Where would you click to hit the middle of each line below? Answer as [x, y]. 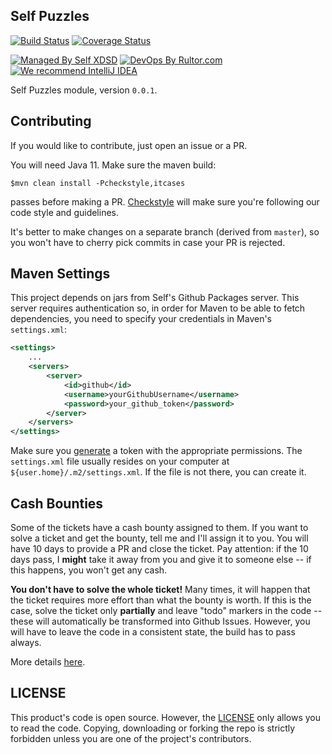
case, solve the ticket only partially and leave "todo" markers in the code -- [166, 610]
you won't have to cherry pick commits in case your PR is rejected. [148, 242]
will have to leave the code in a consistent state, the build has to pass [153, 632]
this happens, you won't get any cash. [89, 570]
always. [26, 642]
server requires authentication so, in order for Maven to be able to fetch [158, 308]
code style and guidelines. [65, 212]
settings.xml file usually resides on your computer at [120, 461]
